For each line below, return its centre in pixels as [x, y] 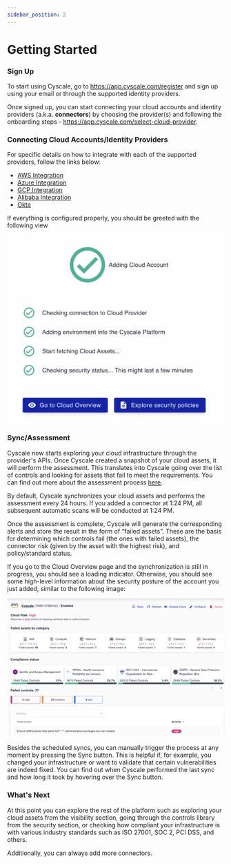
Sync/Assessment [39, 438]
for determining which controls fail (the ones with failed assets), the [103, 538]
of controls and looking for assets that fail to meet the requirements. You [110, 475]
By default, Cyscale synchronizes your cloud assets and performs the [106, 496]
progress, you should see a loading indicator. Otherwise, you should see [110, 574]
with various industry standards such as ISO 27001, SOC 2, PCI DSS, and [111, 832]
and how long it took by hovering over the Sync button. [85, 777]
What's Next [29, 795]
